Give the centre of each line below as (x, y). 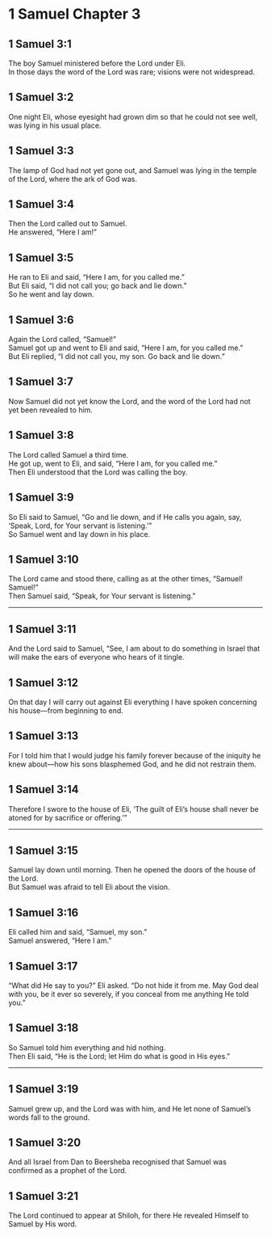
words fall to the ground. (49, 1117)
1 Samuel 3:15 (44, 850)
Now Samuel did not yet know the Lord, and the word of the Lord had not (130, 401)
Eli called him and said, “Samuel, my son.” (78, 932)
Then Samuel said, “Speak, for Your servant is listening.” (102, 596)
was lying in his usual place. (55, 125)
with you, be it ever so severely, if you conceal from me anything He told (129, 994)
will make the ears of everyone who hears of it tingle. (96, 657)
